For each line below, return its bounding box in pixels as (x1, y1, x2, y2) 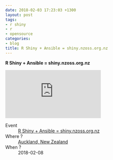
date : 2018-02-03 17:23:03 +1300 (5, 7, 76, 13)
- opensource (5, 31, 33, 36)
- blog (5, 41, 19, 46)
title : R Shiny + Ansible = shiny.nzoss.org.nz (5, 46, 108, 51)
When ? (5, 144, 21, 150)
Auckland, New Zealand (18, 138, 68, 145)
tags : (5, 17, 17, 22)
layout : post (5, 12, 33, 17)
